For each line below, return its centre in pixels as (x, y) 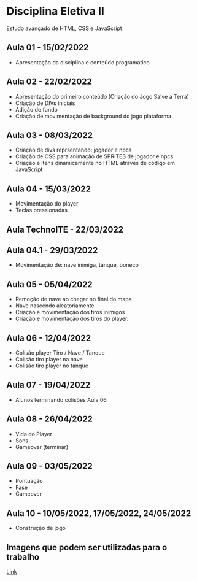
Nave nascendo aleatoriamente (55, 306)
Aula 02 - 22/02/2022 (49, 82)
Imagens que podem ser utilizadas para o (87, 547)
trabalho (23, 557)
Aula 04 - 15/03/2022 (48, 189)
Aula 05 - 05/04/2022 (50, 284)
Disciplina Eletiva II (55, 11)
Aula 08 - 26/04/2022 (50, 419)
